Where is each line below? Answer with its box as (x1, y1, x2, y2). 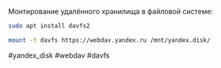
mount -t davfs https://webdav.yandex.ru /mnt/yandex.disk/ (8, 36, 211, 44)
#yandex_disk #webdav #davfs (8, 51, 110, 60)
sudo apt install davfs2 (8, 22, 90, 30)
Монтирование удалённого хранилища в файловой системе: (8, 7, 214, 16)
